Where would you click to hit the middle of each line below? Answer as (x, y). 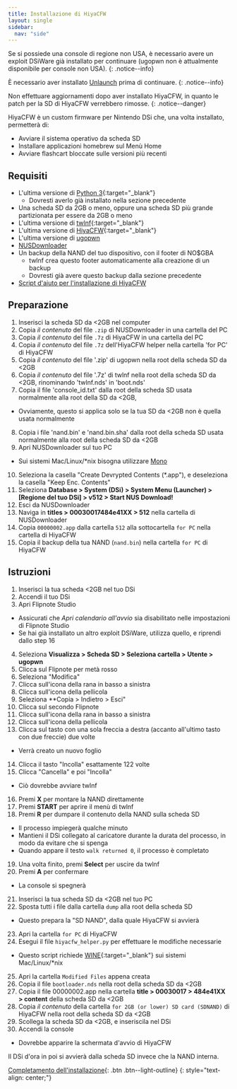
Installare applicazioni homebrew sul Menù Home (90, 146)
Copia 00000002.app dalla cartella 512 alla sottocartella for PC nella (114, 527)
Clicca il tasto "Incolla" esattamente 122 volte (84, 764)
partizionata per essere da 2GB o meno (75, 216)
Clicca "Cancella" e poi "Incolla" (65, 771)
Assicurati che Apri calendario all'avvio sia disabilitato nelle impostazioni (124, 618)
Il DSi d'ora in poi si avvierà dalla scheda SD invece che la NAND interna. (114, 1056)
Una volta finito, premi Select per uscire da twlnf (89, 864)
